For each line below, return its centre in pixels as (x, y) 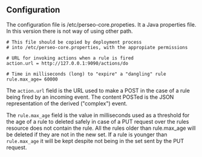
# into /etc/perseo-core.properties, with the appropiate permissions (97, 47)
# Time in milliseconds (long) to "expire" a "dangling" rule (86, 74)
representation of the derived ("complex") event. (67, 103)
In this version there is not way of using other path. (70, 31)
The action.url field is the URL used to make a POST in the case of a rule (98, 90)
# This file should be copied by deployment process (74, 42)
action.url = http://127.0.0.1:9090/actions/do (67, 63)
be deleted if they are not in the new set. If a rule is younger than (87, 134)
